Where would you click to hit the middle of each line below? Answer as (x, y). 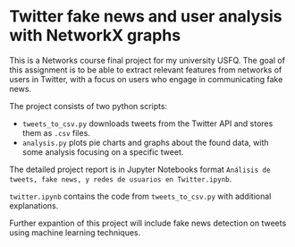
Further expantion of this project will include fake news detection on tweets (148, 223)
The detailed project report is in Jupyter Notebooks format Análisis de (140, 169)
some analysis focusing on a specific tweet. (103, 152)
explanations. (34, 205)
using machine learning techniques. (75, 232)
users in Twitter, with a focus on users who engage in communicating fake (146, 79)
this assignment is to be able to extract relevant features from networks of (146, 70)
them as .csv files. (56, 132)
